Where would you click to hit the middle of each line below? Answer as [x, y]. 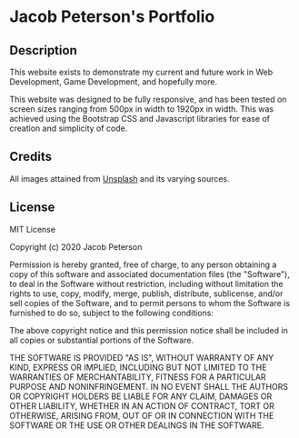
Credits [31, 157]
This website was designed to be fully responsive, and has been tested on [148, 99]
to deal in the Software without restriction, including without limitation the [146, 284]
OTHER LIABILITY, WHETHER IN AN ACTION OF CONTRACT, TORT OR [142, 405]
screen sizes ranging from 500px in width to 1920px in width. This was [142, 109]
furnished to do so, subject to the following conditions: [111, 313]
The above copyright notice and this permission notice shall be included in [149, 330]
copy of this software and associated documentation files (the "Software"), [150, 274]
